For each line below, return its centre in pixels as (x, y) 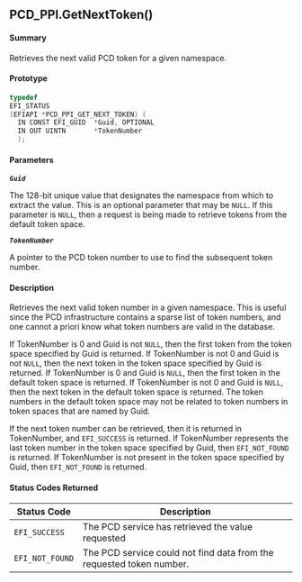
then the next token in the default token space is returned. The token (136, 392)
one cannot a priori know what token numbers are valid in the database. (142, 327)
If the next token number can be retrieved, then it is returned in (126, 429)
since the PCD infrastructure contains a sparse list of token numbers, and (145, 317)
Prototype (28, 78)
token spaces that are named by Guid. (80, 411)
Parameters (31, 159)
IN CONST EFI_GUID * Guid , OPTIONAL (86, 123)
